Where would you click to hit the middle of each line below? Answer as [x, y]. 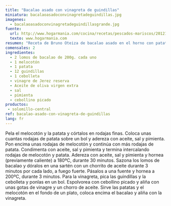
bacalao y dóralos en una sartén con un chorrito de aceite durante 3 [77, 165]
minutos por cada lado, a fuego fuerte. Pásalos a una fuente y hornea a [80, 171]
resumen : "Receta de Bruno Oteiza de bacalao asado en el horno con [79, 43]
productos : [17, 105]
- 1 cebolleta [25, 76]
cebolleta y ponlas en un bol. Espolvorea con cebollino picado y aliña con [82, 182]
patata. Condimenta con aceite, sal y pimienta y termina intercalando [77, 149]
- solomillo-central [29, 109]
